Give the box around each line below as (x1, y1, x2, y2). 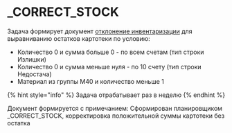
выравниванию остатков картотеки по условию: (7, 34, 150, 42)
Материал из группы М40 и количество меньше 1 (17, 77, 164, 85)
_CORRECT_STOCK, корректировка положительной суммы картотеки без (7, 112, 225, 120)
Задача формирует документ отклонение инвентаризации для (7, 27, 193, 35)
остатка (7, 118, 30, 127)
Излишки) (17, 55, 47, 63)
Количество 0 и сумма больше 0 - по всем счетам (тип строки (17, 48, 204, 56)
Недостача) (17, 70, 52, 78)
